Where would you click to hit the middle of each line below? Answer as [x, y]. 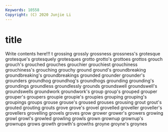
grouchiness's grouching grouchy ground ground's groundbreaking [76, 70]
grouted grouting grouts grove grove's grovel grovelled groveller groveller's [84, 108]
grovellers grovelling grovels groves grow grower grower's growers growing [84, 113]
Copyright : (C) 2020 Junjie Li [38, 15]
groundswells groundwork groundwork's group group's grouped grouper [81, 91]
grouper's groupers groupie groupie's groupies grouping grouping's [76, 97]
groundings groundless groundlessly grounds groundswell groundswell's [81, 86]
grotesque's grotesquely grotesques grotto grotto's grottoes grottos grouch [84, 59]
